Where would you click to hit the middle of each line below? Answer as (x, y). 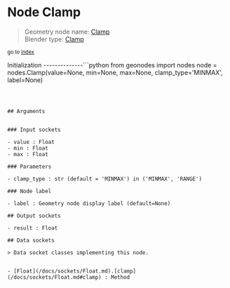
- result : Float (33, 228)
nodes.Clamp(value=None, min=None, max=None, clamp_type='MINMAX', (115, 72)
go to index (21, 52)
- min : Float (28, 148)
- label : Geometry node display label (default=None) (89, 203)
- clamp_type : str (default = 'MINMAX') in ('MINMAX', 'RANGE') (104, 179)
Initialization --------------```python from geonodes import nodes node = (112, 65)
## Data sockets (31, 240)
